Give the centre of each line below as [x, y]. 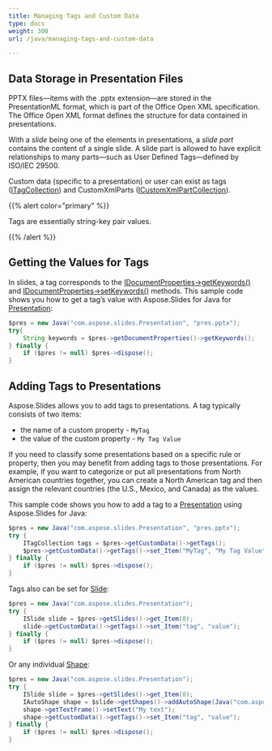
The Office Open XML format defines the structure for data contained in [128, 115]
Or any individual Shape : [49, 665]
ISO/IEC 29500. [34, 166]
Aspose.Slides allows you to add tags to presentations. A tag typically [125, 405]
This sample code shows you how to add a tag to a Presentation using [125, 504]
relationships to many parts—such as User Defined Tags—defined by [124, 157]
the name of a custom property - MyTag [85, 429]
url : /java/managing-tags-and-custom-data [81, 39]
